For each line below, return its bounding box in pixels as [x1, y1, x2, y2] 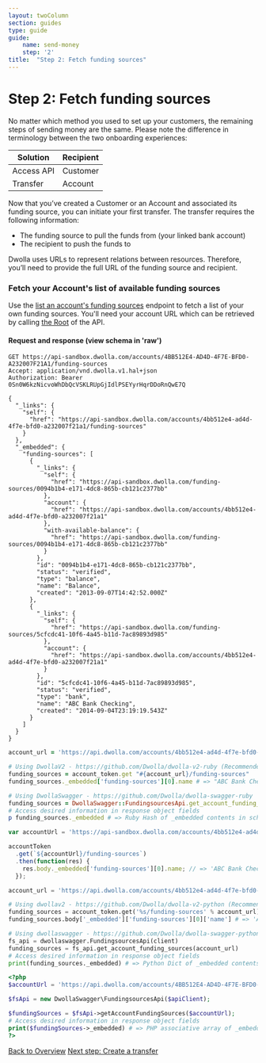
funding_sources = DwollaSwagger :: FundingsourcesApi [8, 799, 186, 807]
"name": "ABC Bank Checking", [36, 700, 136, 708]
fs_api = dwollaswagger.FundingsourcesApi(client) [8, 937, 179, 945]
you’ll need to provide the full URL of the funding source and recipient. [8, 262, 238, 272]
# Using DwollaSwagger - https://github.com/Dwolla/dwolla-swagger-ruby [8, 792, 253, 800]
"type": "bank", [36, 693, 90, 702]
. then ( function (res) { [15, 857, 90, 865]
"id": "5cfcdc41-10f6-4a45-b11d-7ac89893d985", [36, 679, 196, 687]
